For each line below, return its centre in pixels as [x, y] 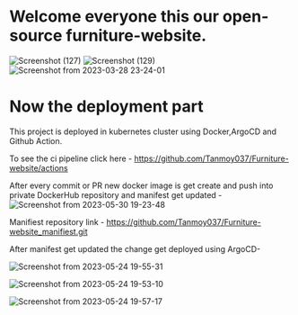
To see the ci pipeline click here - [71, 158]
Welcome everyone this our [114, 17]
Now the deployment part [106, 107]
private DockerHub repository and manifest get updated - [116, 194]
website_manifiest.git [48, 231]
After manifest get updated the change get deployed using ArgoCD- [135, 248]
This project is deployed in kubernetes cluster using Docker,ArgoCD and [143, 131]
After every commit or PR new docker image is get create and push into [141, 185]
